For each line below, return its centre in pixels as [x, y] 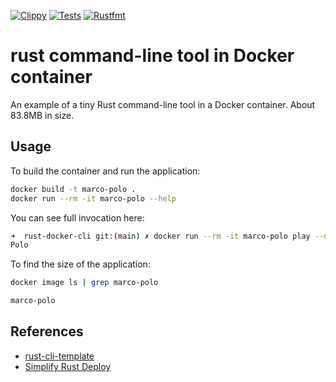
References [47, 331]
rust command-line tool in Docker [152, 56]
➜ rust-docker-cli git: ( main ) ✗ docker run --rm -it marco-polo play [160, 236]
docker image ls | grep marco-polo [84, 283]
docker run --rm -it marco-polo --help [93, 198]
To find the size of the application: [80, 264]
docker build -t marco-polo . [73, 189]
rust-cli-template [59, 356]
